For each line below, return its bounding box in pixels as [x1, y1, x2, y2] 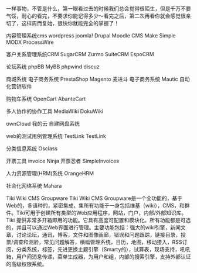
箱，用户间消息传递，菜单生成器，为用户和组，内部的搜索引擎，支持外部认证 [6, 253, 191, 260]
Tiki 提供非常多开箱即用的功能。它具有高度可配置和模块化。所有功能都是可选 [6, 217, 191, 223]
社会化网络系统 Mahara [6, 182, 62, 189]
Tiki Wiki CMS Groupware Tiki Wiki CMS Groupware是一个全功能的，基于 [6, 195, 183, 202]
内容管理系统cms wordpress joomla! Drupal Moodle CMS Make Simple [6, 32, 176, 39]
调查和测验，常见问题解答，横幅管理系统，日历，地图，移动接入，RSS [13, 239, 183, 246]
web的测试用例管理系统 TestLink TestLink [6, 133, 107, 139]
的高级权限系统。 [6, 261, 47, 267]
